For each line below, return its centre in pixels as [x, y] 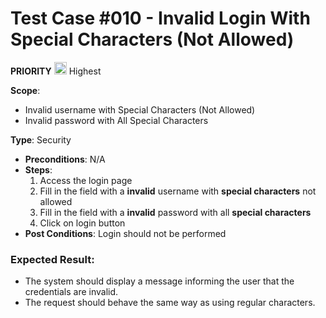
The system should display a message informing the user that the [159, 281]
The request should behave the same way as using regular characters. [170, 303]
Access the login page [86, 180]
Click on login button [82, 223]
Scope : [25, 90]
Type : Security [41, 139]
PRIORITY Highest [56, 71]
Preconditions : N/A [65, 159]
